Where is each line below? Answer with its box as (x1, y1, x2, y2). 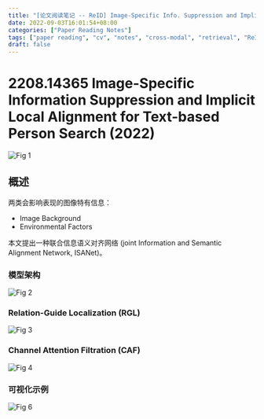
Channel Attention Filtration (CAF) (8, 345, 141, 356)
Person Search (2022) (8, 125, 156, 142)
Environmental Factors (19, 222, 93, 231)
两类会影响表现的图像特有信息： (8, 197, 112, 207)
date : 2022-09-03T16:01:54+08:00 (8, 19, 118, 27)
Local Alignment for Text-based (8, 108, 220, 126)
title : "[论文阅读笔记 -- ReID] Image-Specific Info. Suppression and (8, 11, 237, 20)
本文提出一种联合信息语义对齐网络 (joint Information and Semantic (8, 237, 222, 248)
